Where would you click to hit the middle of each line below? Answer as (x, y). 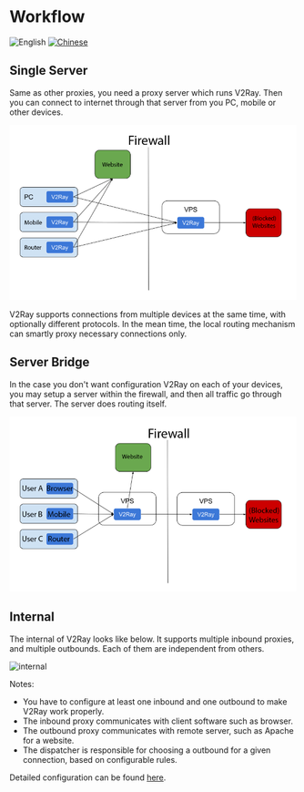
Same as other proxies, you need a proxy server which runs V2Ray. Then (146, 92)
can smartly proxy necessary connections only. (98, 334)
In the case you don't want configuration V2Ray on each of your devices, (147, 384)
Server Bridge (50, 362)
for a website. (48, 740)
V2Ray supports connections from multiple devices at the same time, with (148, 314)
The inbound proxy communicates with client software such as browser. (158, 721)
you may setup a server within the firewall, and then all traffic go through (146, 394)
